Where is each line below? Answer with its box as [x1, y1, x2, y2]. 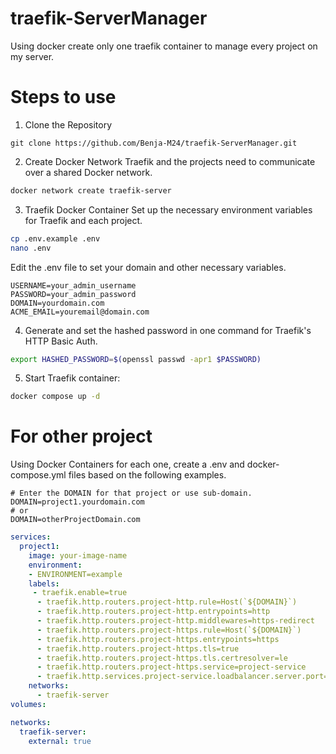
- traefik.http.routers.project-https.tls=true [36, 643, 240, 654]
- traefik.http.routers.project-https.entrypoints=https [36, 634, 280, 644]
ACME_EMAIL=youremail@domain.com [10, 307, 150, 317]
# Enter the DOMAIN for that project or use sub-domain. [10, 488, 253, 499]
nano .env [10, 243, 52, 253]
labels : [28, 578, 60, 589]
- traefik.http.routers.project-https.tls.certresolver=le [36, 653, 288, 663]
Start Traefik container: [24, 372, 121, 384]
